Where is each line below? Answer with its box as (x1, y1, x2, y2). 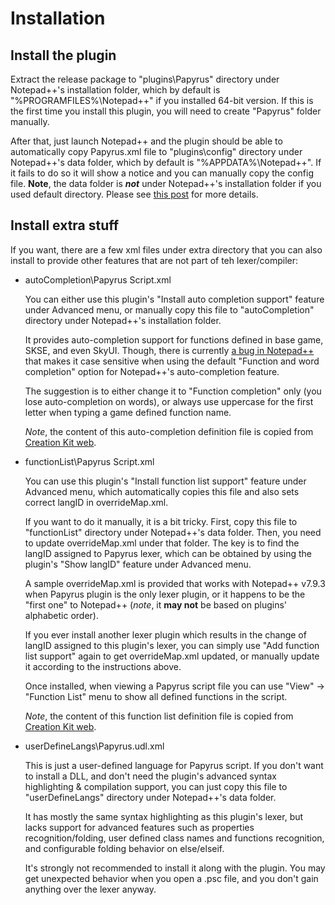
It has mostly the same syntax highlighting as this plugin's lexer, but (24, 810, 304, 822)
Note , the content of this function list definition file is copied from (24, 710, 294, 722)
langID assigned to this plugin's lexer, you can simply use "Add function (24, 639, 320, 651)
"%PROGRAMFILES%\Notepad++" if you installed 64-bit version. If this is (10, 95, 314, 106)
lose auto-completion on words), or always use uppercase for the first (24, 395, 314, 407)
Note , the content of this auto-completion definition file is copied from (24, 425, 314, 437)
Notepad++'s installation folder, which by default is (10, 84, 221, 96)
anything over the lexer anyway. (24, 883, 157, 895)
